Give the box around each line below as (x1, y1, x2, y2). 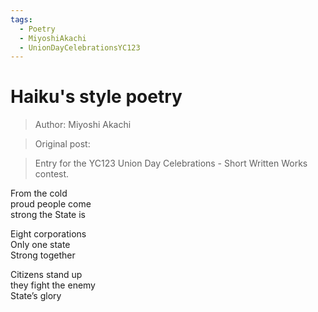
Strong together (10, 249, 76, 261)
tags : (10, 14, 33, 25)
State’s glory (10, 290, 62, 302)
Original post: (34, 138, 91, 150)
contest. (34, 168, 70, 180)
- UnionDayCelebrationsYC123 (19, 42, 141, 53)
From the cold (10, 187, 68, 200)
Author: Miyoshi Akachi (34, 119, 132, 131)
